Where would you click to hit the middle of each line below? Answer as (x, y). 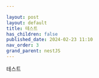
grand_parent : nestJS (34, 51)
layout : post (23, 17)
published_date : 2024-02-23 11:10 (50, 40)
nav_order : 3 (23, 45)
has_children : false (32, 34)
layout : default (27, 23)
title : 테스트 (22, 28)
